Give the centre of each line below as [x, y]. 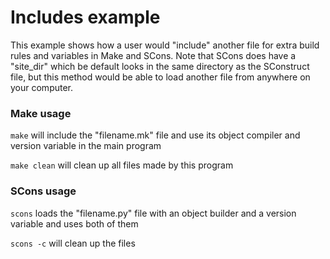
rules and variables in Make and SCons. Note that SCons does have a [153, 55]
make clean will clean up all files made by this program [122, 165]
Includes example [85, 17]
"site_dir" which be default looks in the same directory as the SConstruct [160, 66]
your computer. [42, 87]
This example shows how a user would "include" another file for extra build [165, 45]
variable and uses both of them [74, 223]
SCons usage [43, 191]
